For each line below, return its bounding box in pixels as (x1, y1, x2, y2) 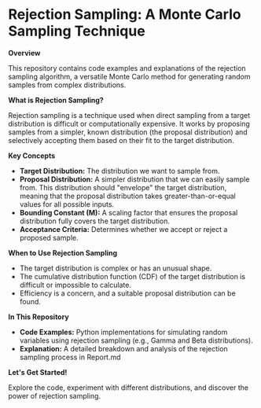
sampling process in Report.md (19, 352, 121, 362)
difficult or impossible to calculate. (19, 280, 132, 289)
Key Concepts (8, 151, 56, 160)
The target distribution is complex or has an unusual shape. (19, 263, 212, 273)
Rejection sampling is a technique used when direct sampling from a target (8, 110, 251, 119)
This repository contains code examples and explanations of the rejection (8, 63, 246, 72)
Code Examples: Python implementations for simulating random (19, 327, 228, 336)
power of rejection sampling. (8, 391, 101, 400)
